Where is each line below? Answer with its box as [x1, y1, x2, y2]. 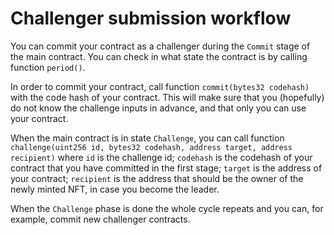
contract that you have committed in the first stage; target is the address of [10, 162, 323, 174]
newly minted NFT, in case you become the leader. [10, 183, 220, 195]
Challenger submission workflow [10, 7, 292, 30]
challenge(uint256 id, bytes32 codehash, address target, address [10, 142, 293, 152]
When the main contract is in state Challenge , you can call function [10, 132, 285, 144]
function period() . [10, 61, 86, 73]
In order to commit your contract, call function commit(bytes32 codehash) [10, 80, 310, 92]
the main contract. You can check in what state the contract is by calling [10, 50, 308, 62]
